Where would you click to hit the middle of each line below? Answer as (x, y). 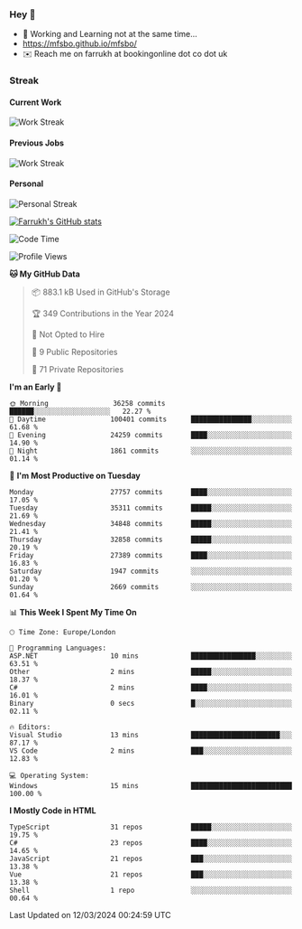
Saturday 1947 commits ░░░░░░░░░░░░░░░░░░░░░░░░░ (151, 571)
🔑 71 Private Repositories (78, 369)
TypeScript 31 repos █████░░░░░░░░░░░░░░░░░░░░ (151, 827)
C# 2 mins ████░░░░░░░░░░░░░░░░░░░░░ (151, 687)
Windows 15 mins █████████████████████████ (151, 785)
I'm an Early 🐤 (36, 387)
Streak (24, 80)
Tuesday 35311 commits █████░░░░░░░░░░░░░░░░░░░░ (151, 508)
